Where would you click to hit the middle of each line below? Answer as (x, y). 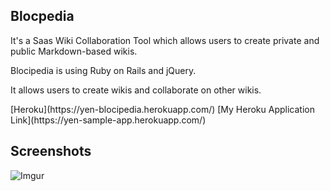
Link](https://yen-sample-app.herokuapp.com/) (108, 120)
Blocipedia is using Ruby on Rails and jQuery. (103, 70)
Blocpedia (42, 16)
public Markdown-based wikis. (74, 51)
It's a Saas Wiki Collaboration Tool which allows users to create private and (165, 40)
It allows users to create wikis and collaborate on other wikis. (136, 90)
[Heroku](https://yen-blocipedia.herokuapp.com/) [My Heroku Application (162, 109)
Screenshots (51, 151)
